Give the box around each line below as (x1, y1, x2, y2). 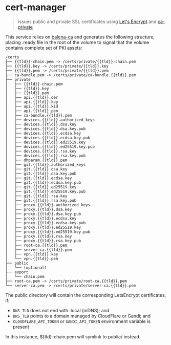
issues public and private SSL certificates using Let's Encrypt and (17, 18, 157, 25)
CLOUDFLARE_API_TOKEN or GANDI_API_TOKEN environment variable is (12, 318, 151, 324)
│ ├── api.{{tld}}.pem (5, 108, 58, 114)
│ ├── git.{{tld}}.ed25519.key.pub (5, 189, 86, 194)
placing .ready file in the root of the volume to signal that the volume (5, 39, 149, 45)
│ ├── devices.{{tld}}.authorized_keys (5, 117, 95, 122)
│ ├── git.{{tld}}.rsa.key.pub (5, 198, 77, 203)
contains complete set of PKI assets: (5, 45, 82, 51)
